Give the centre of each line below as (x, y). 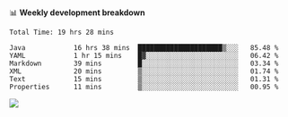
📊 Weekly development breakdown (77, 13)
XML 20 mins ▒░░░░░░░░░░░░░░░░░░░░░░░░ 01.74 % (144, 71)
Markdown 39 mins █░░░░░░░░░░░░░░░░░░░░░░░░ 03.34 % (144, 63)
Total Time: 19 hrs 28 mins (62, 32)
